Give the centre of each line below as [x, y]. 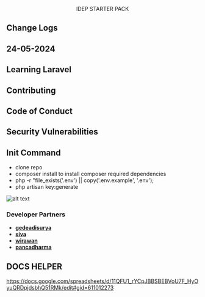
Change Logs [32, 28]
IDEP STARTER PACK [103, 9]
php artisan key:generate [47, 187]
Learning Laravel [39, 70]
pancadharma [33, 248]
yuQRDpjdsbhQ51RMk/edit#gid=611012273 [60, 288]
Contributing [31, 90]
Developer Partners [36, 215]
